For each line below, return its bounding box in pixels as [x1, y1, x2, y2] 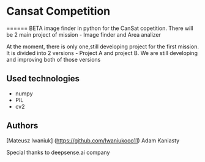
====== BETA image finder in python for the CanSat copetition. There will [6, 24, 193, 32]
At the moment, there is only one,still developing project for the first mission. [6, 43, 199, 50]
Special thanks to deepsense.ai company [6, 149, 110, 156]
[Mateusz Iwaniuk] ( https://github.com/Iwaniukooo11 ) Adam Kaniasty [6, 136, 180, 144]
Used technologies [6, 73, 80, 84]
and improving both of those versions [6, 56, 101, 63]
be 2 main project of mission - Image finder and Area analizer [6, 31, 161, 38]
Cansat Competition [6, 4, 111, 18]
